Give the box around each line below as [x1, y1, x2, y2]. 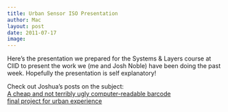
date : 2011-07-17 [7, 29, 57, 36]
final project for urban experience [7, 97, 102, 105]
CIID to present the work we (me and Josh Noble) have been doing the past [7, 62, 221, 70]
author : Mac [7, 16, 41, 23]
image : [7, 36, 26, 43]
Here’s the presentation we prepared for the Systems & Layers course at [7, 54, 212, 63]
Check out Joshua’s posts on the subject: [7, 82, 124, 91]
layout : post [7, 23, 45, 30]
